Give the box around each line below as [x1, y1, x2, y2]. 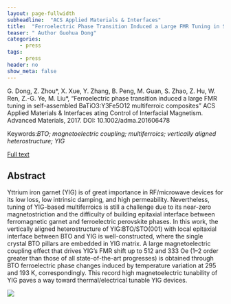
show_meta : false [7, 68, 57, 74]
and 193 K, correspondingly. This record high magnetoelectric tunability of [7, 269, 218, 277]
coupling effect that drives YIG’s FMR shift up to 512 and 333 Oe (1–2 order [7, 247, 219, 255]
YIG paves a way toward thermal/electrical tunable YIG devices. [7, 276, 188, 285]
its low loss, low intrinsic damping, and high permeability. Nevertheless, [7, 196, 210, 204]
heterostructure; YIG [7, 136, 65, 145]
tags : [7, 49, 23, 56]
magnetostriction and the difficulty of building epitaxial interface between [7, 210, 215, 219]
